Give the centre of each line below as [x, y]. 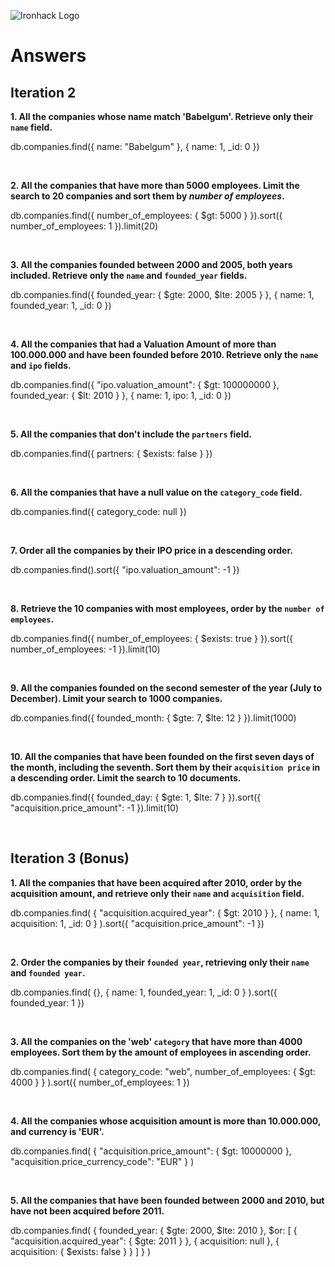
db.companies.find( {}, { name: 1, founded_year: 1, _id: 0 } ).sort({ [144, 992]
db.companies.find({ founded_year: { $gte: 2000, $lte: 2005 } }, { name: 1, [162, 294]
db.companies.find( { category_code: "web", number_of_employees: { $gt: [163, 1071]
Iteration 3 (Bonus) [70, 858]
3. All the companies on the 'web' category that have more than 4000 [156, 1041]
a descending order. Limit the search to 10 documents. [126, 778]
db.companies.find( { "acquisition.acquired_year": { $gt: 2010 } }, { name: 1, [165, 912]
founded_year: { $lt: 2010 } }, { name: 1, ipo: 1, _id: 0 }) [121, 395]
